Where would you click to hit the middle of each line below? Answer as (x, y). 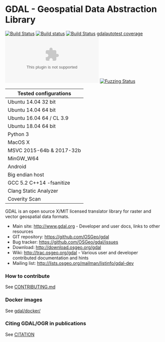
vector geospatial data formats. (37, 216)
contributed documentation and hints (50, 258)
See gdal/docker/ (23, 311)
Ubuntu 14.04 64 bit (32, 110)
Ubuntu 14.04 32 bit (32, 102)
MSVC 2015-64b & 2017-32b (44, 150)
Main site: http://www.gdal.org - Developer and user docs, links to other (86, 226)
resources (23, 231)
